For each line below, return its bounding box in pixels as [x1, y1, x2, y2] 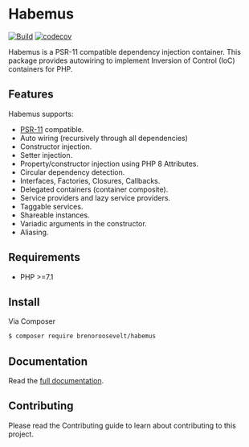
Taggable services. [19, 201, 84, 211]
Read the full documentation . [8, 376, 104, 386]
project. [8, 428, 35, 439]
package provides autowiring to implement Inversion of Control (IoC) [8, 56, 235, 65]
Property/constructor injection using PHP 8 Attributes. [19, 159, 199, 168]
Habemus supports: [8, 109, 74, 118]
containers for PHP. [8, 64, 73, 73]
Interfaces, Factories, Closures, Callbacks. [19, 176, 161, 185]
